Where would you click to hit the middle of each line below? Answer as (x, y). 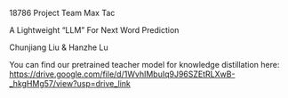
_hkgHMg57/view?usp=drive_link (70, 83)
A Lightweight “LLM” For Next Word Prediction (94, 30)
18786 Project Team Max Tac (62, 13)
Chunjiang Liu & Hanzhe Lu (59, 47)
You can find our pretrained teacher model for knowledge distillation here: (144, 65)
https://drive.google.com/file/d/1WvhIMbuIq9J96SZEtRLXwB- (122, 74)
